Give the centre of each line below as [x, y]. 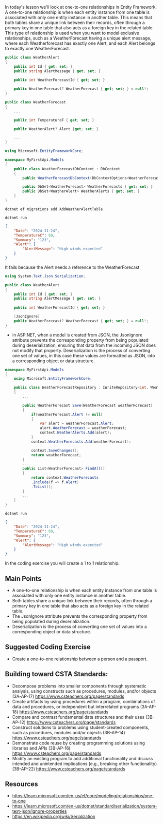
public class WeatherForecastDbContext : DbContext [67, 169]
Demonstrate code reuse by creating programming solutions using [78, 743]
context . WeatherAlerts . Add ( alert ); [75, 433]
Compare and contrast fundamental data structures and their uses [78, 717]
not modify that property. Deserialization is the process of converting [81, 350]
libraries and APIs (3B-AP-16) [41, 748]
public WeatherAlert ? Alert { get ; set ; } [56, 129]
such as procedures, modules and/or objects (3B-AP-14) [68, 732]
